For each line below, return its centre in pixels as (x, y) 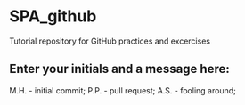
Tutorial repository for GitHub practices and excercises (110, 41)
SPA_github (53, 16)
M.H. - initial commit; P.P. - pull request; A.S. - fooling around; (122, 90)
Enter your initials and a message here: (119, 69)
